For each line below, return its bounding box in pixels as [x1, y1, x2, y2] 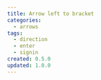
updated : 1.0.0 [7, 62, 51, 69]
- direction [13, 36, 48, 43]
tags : [7, 29, 23, 37]
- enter [13, 42, 36, 49]
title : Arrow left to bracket [7, 10, 95, 17]
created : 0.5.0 [7, 56, 51, 63]
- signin [13, 49, 39, 56]
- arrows [13, 23, 39, 30]
